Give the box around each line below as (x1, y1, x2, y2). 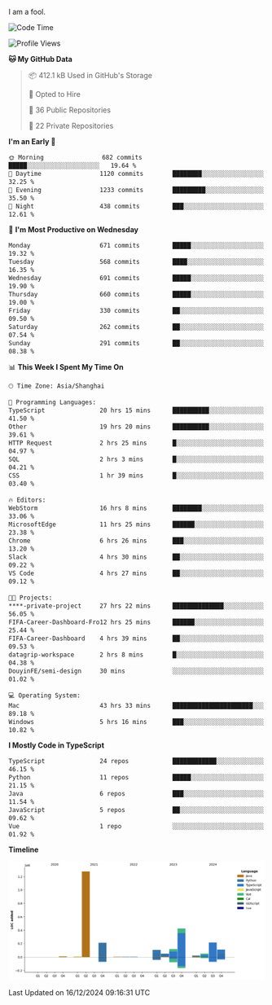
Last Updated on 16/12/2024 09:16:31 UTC (8, 987, 151, 997)
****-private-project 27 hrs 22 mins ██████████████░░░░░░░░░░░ (8, 602, 265, 610)
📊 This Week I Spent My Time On (8, 362, 124, 371)
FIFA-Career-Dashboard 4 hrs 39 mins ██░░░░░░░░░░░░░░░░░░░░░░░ (8, 634, 265, 643)
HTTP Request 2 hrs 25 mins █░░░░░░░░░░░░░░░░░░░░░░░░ (8, 439, 265, 447)
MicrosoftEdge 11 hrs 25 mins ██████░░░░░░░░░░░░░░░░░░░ (8, 520, 265, 529)
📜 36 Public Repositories (28, 105, 112, 115)
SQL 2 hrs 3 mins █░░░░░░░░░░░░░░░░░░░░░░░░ (8, 455, 265, 463)
